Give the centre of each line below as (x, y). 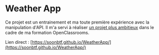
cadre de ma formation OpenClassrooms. (47, 32)
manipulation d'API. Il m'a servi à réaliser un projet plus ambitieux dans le (80, 27)
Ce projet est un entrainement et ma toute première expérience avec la (77, 22)
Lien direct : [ (19, 42)
